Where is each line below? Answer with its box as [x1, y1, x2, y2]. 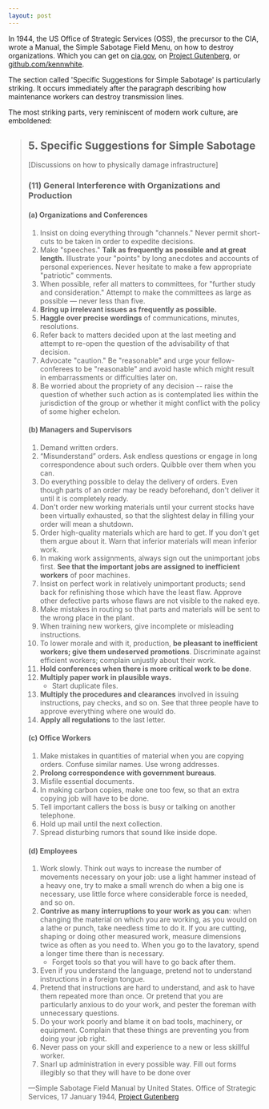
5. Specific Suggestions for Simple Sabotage [27, 139, 256, 153]
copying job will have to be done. [39, 794, 150, 803]
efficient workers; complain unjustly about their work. [39, 655, 216, 665]
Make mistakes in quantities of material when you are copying [39, 750, 244, 761]
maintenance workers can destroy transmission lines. [8, 91, 184, 101]
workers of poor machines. [39, 570, 130, 580]
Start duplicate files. [51, 681, 118, 690]
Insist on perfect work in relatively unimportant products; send [39, 578, 246, 589]
